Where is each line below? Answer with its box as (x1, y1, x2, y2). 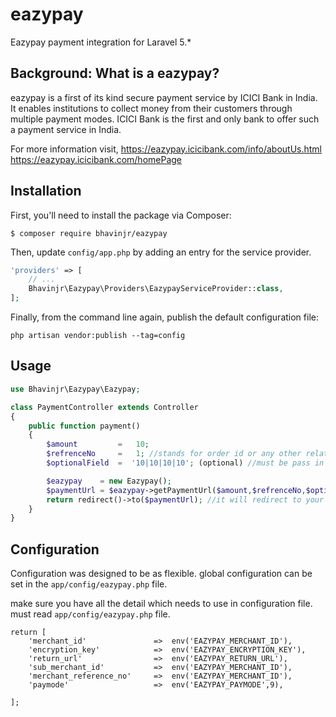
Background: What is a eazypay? (10, 65, 220, 82)
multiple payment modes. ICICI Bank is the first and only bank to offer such (10, 113, 320, 125)
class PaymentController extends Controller (10, 402, 199, 412)
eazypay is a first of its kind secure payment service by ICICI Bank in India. (10, 91, 318, 103)
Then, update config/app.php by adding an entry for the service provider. (10, 246, 312, 258)
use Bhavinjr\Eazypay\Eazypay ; (10, 384, 141, 394)
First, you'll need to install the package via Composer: (10, 209, 232, 221)
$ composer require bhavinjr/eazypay (10, 228, 168, 238)
